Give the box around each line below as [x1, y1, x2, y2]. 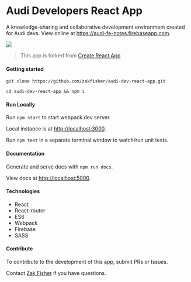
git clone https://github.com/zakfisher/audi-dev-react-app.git [6, 78, 166, 84]
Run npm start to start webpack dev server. [6, 114, 111, 121]
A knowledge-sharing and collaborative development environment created [6, 23, 185, 30]
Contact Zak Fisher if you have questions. [6, 269, 106, 276]
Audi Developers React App [6, 4, 143, 18]
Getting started [6, 66, 44, 73]
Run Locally [6, 101, 36, 108]
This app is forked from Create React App [20, 51, 121, 59]
